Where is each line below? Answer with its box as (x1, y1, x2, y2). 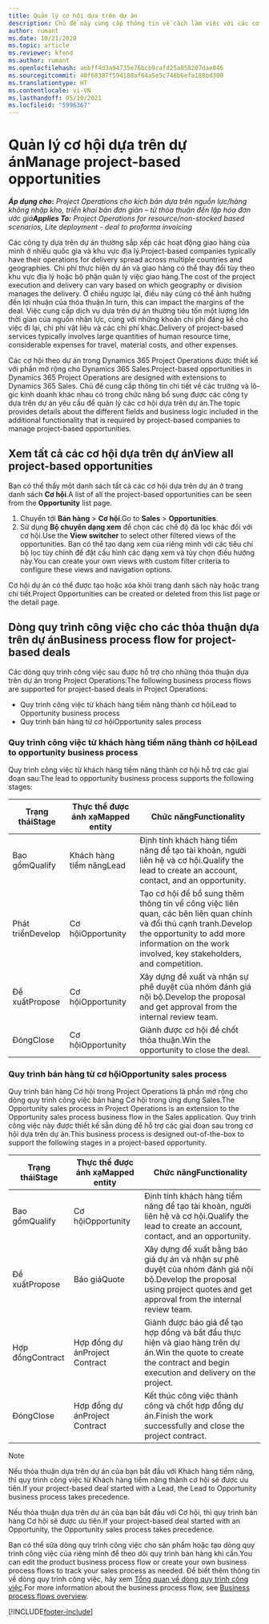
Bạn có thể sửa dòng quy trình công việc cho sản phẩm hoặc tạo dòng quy (8, 1541, 255, 1550)
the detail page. (8, 597, 60, 607)
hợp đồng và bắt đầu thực (143, 1327, 242, 1338)
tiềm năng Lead (69, 860, 126, 871)
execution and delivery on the (143, 1367, 256, 1378)
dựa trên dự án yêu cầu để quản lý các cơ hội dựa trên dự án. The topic (8, 398, 241, 408)
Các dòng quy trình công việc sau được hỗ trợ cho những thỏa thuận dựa (8, 667, 250, 677)
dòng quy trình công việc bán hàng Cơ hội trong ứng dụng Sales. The (8, 1095, 235, 1105)
